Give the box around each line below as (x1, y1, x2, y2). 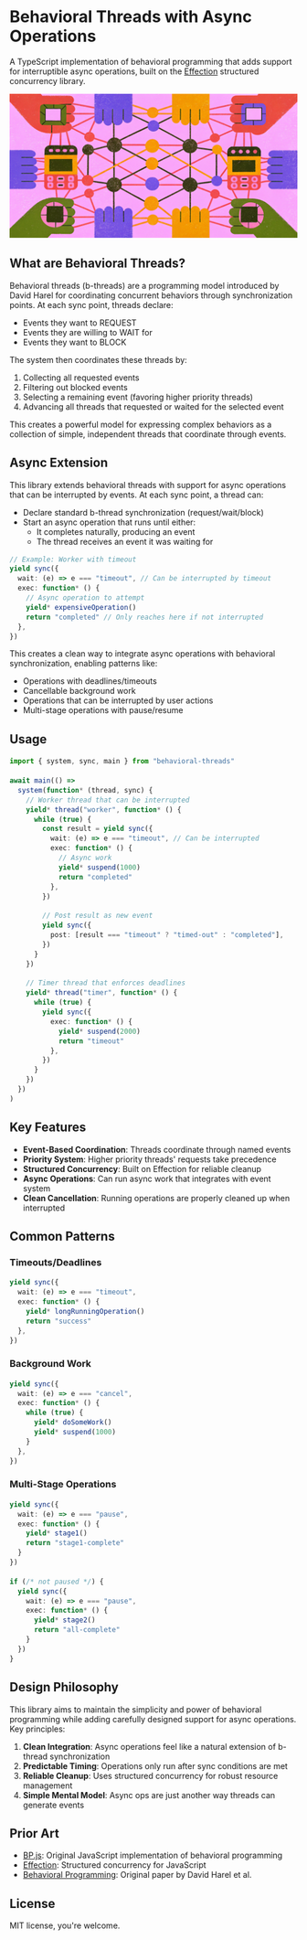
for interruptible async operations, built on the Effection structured (9, 66, 259, 77)
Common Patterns (9, 1228, 116, 1244)
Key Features (9, 1120, 87, 1135)
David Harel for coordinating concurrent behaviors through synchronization (9, 290, 293, 301)
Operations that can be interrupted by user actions (22, 695, 214, 706)
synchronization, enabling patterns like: (9, 658, 158, 669)
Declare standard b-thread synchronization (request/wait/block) (22, 506, 265, 517)
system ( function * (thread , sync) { (17, 785, 153, 794)
